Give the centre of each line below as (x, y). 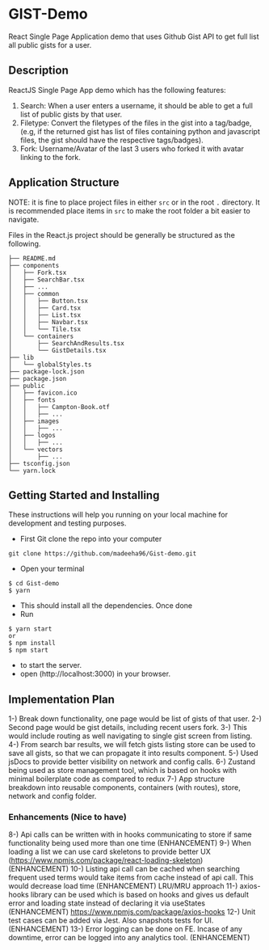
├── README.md (32, 258)
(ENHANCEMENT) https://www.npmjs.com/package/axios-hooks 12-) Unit (132, 912)
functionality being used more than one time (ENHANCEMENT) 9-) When (130, 843)
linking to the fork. (50, 157)
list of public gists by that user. (71, 114)
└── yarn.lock (32, 471)
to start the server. (51, 665)
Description (38, 71)
